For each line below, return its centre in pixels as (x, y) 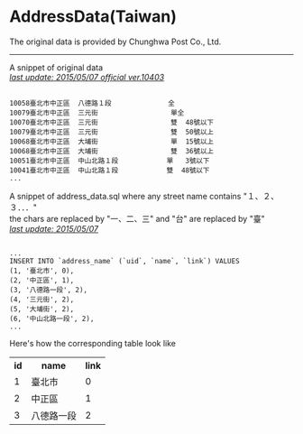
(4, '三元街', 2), (42, 300)
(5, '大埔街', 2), (42, 309)
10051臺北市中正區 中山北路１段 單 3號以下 (110, 161)
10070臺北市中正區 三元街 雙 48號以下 (112, 122)
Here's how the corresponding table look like (93, 343)
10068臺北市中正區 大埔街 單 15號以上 (112, 142)
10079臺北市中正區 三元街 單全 (97, 113)
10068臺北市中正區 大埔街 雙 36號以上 (112, 151)
